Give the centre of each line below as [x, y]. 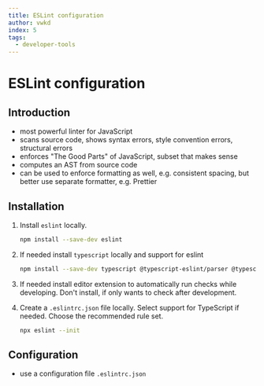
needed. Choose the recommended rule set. [91, 316]
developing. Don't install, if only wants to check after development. [128, 292]
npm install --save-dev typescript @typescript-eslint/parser [124, 269]
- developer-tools [46, 45]
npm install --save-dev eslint [71, 239]
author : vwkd [30, 23]
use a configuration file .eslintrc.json [83, 373]
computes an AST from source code [78, 165]
